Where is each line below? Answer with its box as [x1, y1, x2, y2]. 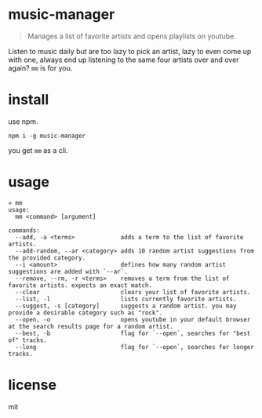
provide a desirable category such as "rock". [8, 308, 163, 317]
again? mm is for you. [8, 63, 73, 72]
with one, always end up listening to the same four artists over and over [8, 55, 239, 64]
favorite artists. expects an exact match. [8, 281, 153, 289]
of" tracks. [8, 336, 47, 344]
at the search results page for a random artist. [8, 322, 174, 330]
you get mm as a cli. [8, 145, 68, 154]
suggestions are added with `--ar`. [8, 267, 128, 275]
